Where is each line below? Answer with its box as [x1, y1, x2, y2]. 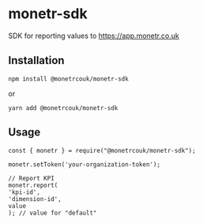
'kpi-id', [8, 188, 41, 196]
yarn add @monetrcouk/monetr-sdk [8, 104, 118, 112]
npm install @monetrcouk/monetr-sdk [8, 74, 129, 83]
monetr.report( [8, 181, 58, 189]
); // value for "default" [8, 209, 97, 217]
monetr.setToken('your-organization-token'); [8, 160, 160, 169]
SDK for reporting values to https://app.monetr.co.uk [8, 31, 179, 40]
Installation [8, 54, 65, 67]
